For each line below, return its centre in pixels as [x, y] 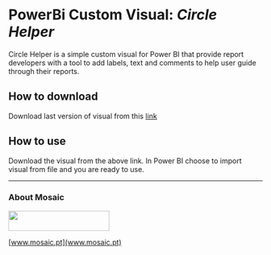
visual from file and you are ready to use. [77, 169]
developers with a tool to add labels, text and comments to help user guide [132, 63]
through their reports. [44, 71]
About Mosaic [36, 197]
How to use [37, 141]
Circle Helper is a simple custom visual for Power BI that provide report [126, 54]
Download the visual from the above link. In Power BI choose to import [125, 160]
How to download [53, 97]
